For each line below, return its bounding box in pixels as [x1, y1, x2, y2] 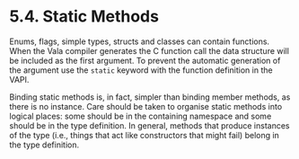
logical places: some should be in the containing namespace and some [9, 110, 272, 121]
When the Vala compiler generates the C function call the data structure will [9, 45, 290, 56]
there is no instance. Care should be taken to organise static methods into [9, 101, 283, 111]
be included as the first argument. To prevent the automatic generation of [9, 55, 281, 66]
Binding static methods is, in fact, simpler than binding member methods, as [9, 92, 291, 102]
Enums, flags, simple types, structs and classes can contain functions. [9, 36, 270, 47]
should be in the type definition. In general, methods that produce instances [9, 119, 290, 131]
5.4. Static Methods [9, 6, 160, 27]
